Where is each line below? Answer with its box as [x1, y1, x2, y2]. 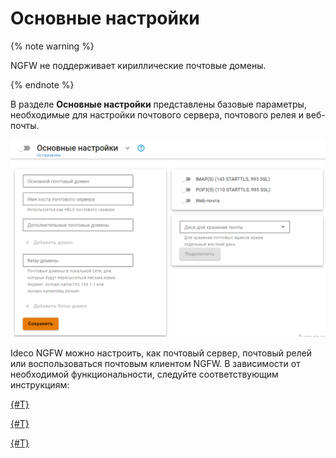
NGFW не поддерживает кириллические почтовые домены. [10, 59, 267, 71]
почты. [10, 119, 40, 131]
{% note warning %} [10, 40, 95, 52]
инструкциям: [10, 378, 70, 391]
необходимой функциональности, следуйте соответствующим [10, 368, 279, 380]
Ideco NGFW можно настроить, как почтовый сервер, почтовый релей [10, 347, 313, 359]
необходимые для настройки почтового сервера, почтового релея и [10, 108, 304, 121]
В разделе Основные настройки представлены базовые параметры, [10, 98, 307, 110]
